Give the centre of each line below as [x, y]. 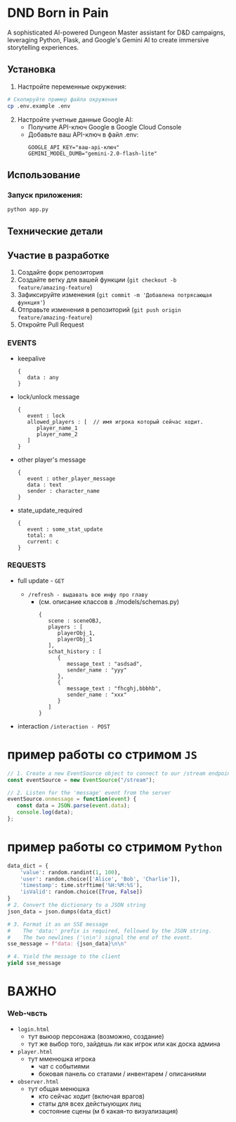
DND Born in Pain [58, 13]
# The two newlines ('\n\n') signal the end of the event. [100, 938]
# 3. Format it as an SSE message [58, 924]
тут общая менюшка [59, 1088]
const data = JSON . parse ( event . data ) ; [73, 806]
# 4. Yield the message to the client [64, 957]
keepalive [31, 358]
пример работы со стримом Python [115, 847]
